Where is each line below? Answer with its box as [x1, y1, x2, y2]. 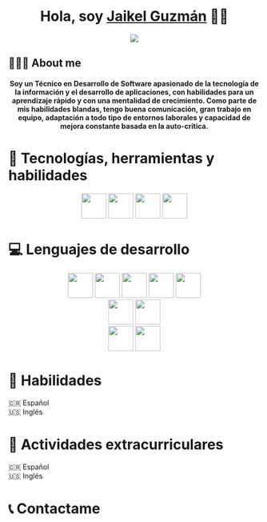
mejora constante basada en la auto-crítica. [59, 121, 209, 130]
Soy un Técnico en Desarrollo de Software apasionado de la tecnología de [9, 78, 260, 88]
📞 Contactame [8, 500, 101, 517]
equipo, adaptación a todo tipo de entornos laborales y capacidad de [18, 112, 251, 122]
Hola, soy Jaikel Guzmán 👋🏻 [39, 7, 229, 26]
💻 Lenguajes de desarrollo [8, 240, 190, 259]
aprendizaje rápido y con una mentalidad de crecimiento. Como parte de [11, 95, 257, 105]
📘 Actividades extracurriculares [8, 436, 224, 453]
